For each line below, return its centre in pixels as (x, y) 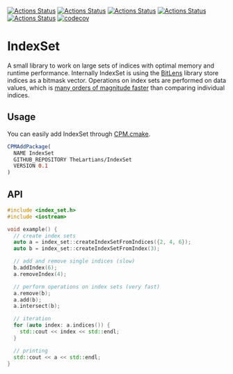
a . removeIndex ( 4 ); (40, 274)
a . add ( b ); (27, 299)
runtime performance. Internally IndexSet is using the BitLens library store (113, 72)
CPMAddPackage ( (29, 146)
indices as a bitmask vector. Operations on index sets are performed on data (117, 80)
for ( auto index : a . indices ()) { (62, 325)
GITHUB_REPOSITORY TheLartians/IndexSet (73, 159)
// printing (31, 351)
